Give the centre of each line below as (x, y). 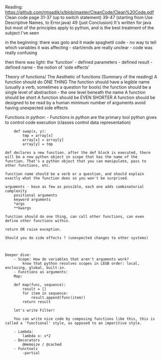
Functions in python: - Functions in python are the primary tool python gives (81, 117)
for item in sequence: (45, 293)
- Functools (26, 349)
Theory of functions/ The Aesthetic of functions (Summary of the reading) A (81, 77)
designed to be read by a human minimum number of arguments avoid (75, 103)
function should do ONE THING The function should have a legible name (77, 82)
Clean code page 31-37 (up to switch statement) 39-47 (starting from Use (79, 17)
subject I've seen (22, 33)
